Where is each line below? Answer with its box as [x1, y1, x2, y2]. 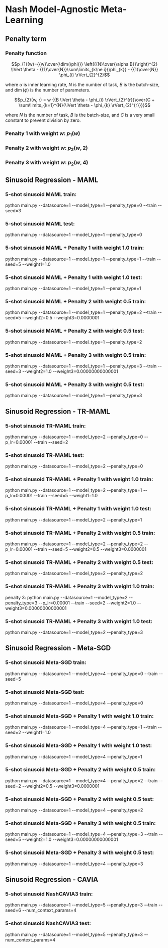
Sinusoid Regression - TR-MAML [5, 407, 111, 415]
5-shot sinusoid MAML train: [5, 191, 77, 198]
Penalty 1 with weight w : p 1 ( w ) [5, 130, 80, 138]
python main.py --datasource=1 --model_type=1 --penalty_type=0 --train [5, 202, 157, 208]
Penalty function [5, 50, 47, 57]
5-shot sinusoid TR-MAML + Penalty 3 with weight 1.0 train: [5, 583, 154, 590]
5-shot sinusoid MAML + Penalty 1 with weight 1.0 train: [5, 244, 144, 251]
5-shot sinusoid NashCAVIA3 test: [5, 920, 92, 927]
